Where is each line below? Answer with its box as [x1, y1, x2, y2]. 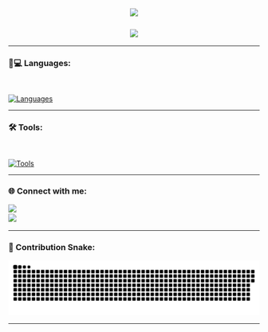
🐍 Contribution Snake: [8, 241, 96, 252]
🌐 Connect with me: [8, 186, 88, 197]
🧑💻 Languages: [8, 57, 72, 68]
